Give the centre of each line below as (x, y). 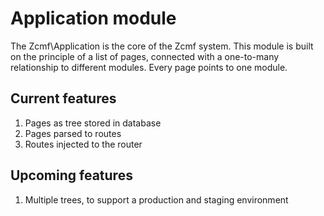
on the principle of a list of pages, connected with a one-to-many (145, 56)
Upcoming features (71, 175)
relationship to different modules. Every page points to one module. (149, 67)
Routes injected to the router (83, 144)
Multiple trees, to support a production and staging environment (156, 199)
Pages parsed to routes (73, 133)
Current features (63, 98)
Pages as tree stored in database (93, 123)
